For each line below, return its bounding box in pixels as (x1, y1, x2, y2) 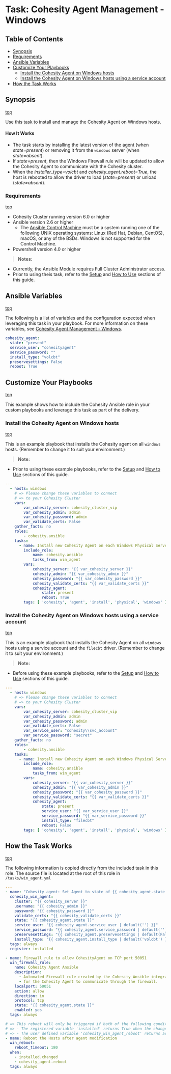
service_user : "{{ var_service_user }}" (41, 809, 129, 814)
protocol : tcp (14, 998, 44, 1003)
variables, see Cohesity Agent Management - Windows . (5, 326, 123, 332)
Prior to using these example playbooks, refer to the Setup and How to (12, 466, 160, 472)
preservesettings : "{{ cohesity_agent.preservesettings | (14, 932, 140, 938)
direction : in (14, 993, 44, 999)
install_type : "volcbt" (10, 354, 60, 360)
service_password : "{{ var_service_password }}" (41, 813, 147, 818)
